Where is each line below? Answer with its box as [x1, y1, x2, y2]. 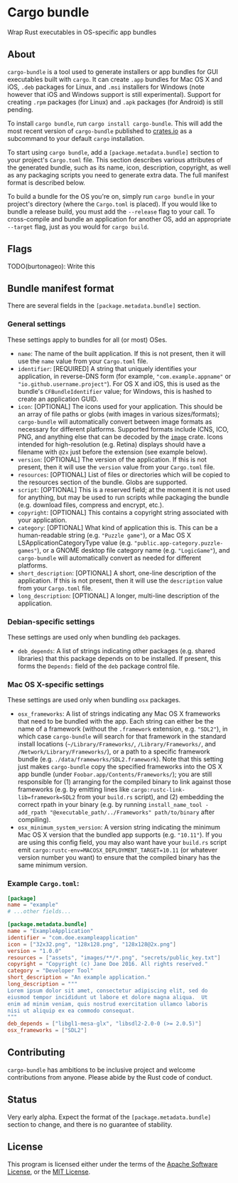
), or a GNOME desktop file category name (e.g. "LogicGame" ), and [36, 546, 230, 554]
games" [17, 547, 38, 554]
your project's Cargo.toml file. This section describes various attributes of [7, 155, 223, 164]
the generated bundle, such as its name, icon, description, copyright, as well [7, 163, 231, 172]
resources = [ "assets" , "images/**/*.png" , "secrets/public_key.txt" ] [7, 954, 221, 961]
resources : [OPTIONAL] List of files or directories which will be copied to [17, 470, 231, 479]
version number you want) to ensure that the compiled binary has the [17, 853, 221, 862]
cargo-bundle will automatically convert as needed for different [17, 553, 202, 562]
